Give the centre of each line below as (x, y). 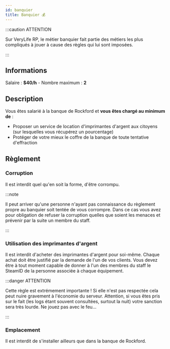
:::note (12, 194)
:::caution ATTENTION (29, 29)
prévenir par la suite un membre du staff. (48, 220)
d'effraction (25, 143)
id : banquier (19, 10)
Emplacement (23, 330)
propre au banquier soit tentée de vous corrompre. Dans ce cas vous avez (83, 209)
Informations (26, 70)
